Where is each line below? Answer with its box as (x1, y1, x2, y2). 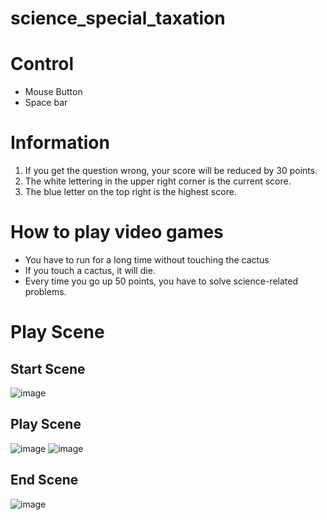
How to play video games (10, 221, 224, 244)
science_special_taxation (10, 7, 226, 30)
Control (10, 53, 75, 76)
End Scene (10, 472, 79, 489)
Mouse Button (24, 86, 83, 98)
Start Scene (10, 360, 86, 377)
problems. (24, 286, 67, 297)
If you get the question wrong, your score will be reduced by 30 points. (24, 165, 318, 177)
